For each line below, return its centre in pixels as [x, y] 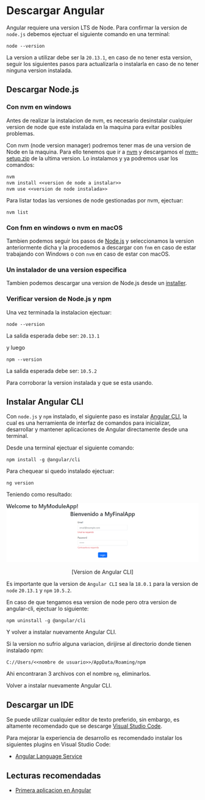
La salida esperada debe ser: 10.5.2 [52, 371]
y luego [16, 347]
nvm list [17, 212]
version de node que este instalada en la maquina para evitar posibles [94, 127]
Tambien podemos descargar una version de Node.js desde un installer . [97, 283]
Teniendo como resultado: [39, 494]
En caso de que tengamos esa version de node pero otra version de [92, 602]
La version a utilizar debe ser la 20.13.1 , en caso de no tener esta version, [99, 57]
